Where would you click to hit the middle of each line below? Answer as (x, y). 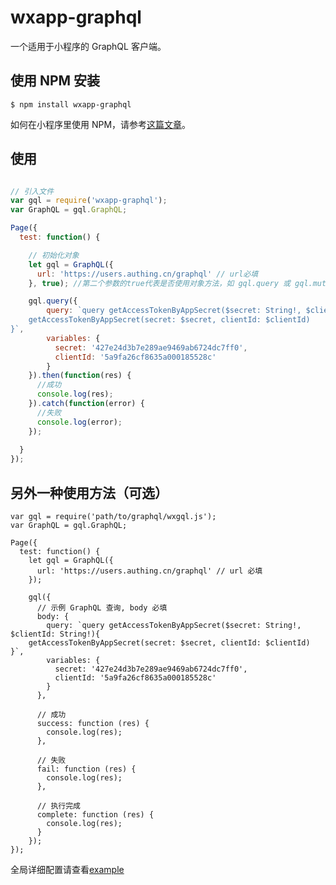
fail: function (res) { (86, 769)
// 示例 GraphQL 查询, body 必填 (102, 608)
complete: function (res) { (95, 815)
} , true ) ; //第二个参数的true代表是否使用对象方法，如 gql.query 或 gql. (170, 283)
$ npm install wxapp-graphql (71, 104)
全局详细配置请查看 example (67, 869)
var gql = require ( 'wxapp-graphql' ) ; (89, 201)
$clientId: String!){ (55, 634)
